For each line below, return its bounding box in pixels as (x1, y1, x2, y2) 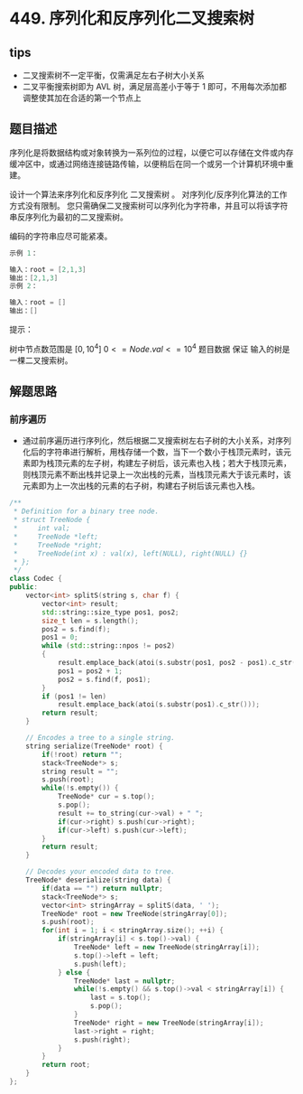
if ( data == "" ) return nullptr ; (41, 884, 164, 893)
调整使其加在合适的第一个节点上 (22, 92, 142, 103)
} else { (57, 968, 91, 977)
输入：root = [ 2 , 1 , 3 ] (9, 265, 87, 274)
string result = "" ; (41, 767, 119, 776)
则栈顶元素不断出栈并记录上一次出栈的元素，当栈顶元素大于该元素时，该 (22, 469, 291, 480)
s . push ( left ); (73, 959, 127, 968)
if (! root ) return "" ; (41, 750, 124, 759)
